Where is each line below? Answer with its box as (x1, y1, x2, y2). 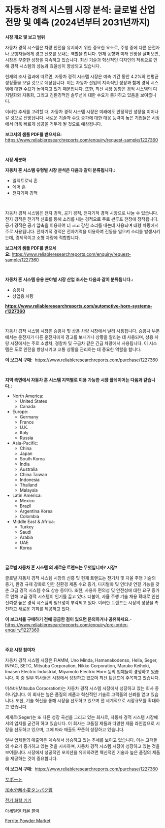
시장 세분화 (5, 156, 26, 163)
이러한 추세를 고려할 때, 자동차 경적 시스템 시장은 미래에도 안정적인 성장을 (5, 108, 146, 114)
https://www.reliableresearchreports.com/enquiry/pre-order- (5, 621, 129, 627)
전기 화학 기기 (5, 797, 32, 803)
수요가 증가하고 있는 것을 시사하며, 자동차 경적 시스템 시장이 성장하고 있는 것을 (10, 743, 160, 749)
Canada (19, 403, 36, 409)
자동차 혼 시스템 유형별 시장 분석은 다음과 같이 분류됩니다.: (5, 167, 116, 173)
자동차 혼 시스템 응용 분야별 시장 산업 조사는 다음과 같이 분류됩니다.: (5, 276, 134, 282)
